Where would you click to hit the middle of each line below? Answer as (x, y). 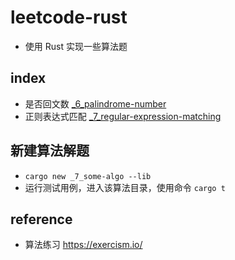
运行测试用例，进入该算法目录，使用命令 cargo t (125, 187)
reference (41, 219)
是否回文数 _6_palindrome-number (95, 103)
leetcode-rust (69, 17)
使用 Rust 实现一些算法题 (76, 46)
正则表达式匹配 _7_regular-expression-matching (123, 116)
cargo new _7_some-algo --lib (88, 176)
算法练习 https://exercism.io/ (83, 245)
